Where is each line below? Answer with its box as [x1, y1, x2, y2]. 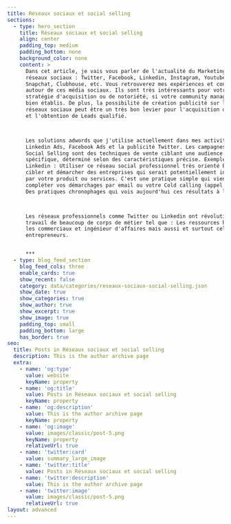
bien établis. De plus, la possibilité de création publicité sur [25, 100, 220, 107]
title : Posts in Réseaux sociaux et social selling [13, 346, 165, 353]
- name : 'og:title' [19, 385, 76, 392]
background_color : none [19, 55, 88, 62]
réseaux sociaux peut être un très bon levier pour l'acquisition [25, 106, 220, 113]
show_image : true [19, 314, 69, 321]
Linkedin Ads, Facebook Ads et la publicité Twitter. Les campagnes [25, 143, 226, 150]
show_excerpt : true [19, 308, 76, 315]
